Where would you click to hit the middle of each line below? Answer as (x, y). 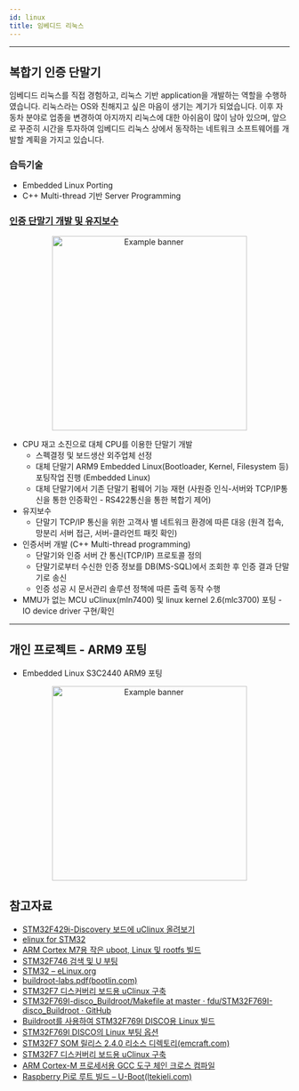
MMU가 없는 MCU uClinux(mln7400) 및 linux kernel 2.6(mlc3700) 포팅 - (152, 599)
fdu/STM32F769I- (240, 1000)
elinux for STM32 (54, 939)
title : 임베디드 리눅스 (47, 26)
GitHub (99, 1010)
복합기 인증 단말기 (55, 72)
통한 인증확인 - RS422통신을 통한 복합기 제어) (132, 500)
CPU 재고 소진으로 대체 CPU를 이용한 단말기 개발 (107, 444)
